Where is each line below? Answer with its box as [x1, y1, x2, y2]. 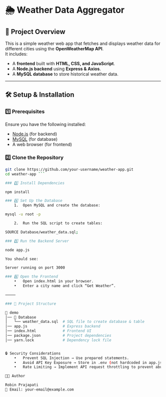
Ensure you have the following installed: [5, 121, 86, 127]
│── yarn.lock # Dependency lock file [5, 337, 112, 343]
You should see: [5, 256, 39, 261]
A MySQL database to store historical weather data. [12, 71, 119, 77]
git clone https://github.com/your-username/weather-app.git [5, 167, 134, 172]
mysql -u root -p [5, 212, 41, 217]
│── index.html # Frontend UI [5, 328, 92, 334]
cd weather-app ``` [5, 171, 45, 176]
